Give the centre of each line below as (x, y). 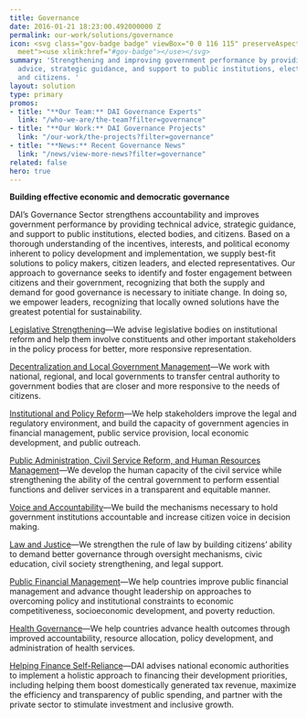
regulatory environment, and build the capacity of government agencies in (149, 424)
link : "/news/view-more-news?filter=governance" (112, 154)
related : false (38, 162)
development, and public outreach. (75, 443)
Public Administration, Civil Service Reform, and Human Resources (135, 461)
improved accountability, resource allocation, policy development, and (142, 639)
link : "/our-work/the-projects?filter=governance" (116, 137)
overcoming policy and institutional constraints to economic (122, 601)
